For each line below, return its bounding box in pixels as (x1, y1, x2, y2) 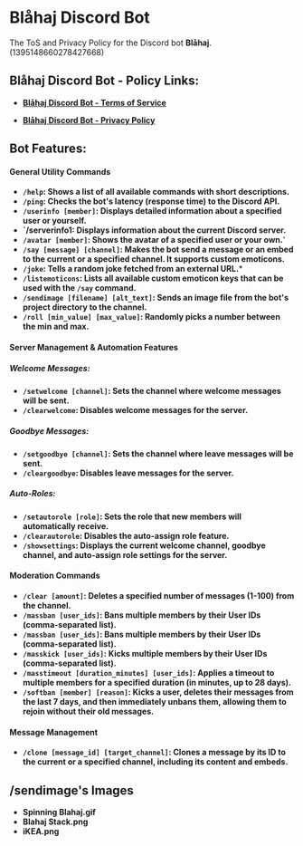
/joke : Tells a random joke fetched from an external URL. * (22, 264, 243, 274)
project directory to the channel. (22, 302, 147, 312)
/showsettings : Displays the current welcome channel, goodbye (22, 540, 267, 551)
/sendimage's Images (9, 783, 134, 798)
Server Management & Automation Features (9, 341, 179, 352)
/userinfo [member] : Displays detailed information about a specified (22, 206, 282, 216)
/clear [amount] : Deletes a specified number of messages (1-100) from (22, 591, 295, 601)
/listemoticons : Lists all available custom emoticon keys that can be (22, 273, 284, 284)
